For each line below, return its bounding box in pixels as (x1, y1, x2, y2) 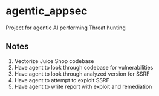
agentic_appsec (5, 4, 88, 18)
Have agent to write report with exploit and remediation (14, 83, 152, 90)
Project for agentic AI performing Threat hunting (5, 24, 126, 31)
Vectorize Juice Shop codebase (14, 57, 94, 64)
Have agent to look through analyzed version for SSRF (14, 70, 150, 77)
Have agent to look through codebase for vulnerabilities (14, 64, 154, 71)
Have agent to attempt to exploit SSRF (14, 76, 109, 83)
